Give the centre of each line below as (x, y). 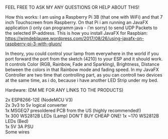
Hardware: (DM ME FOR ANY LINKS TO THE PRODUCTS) (64, 90)
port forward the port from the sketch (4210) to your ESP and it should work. (84, 59)
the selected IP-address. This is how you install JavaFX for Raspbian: (76, 33)
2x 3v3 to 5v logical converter (36, 105)
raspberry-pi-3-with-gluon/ (34, 44)
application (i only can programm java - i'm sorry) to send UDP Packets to (81, 28)
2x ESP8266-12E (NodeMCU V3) (39, 100)
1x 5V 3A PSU (19, 126)
